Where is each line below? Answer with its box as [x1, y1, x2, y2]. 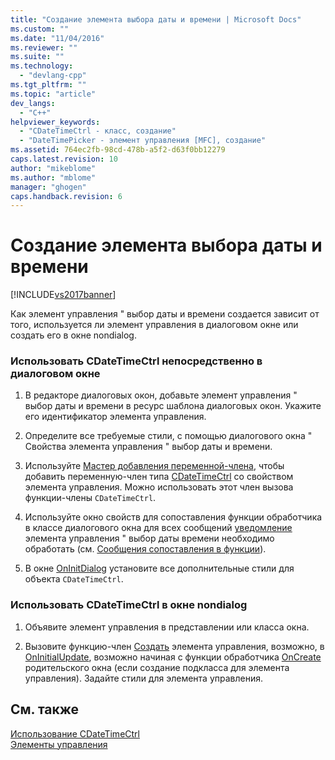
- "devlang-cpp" [19, 71, 87, 81]
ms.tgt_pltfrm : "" [10, 80, 87, 90]
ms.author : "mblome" [10, 172, 97, 183]
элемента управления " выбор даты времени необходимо [24, 532, 275, 545]
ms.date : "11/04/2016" [10, 33, 105, 43]
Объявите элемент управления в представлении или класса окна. [24, 621, 310, 633]
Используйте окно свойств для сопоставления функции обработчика [24, 511, 323, 523]
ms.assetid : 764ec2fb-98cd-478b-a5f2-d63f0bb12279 [10, 145, 226, 155]
